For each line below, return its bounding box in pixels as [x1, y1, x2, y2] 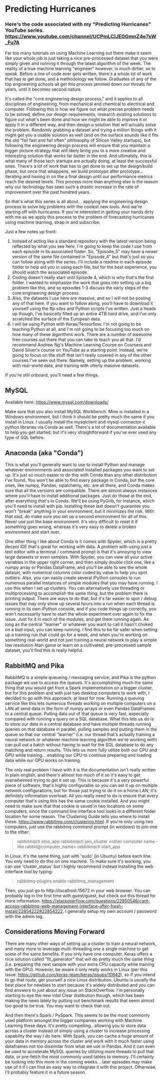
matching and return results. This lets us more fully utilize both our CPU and [5, 747, 157, 753]
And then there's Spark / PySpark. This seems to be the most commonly [5, 1012, 150, 1018]
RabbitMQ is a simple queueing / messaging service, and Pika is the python [5, 674, 156, 680]
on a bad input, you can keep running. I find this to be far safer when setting [5, 627, 158, 633]
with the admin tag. [5, 913, 44, 919]
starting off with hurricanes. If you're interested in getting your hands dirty [5, 209, 154, 215]
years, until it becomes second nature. [5, 86, 82, 92]
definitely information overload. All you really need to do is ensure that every [5, 793, 158, 799]
